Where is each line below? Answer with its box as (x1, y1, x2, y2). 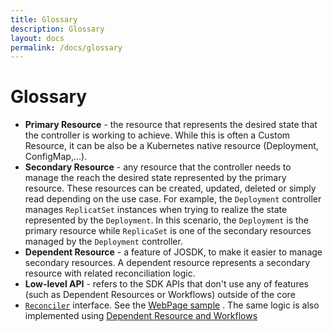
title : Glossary (10, 14, 78, 25)
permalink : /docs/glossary (10, 42, 123, 53)
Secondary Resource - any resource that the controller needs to (24, 161, 292, 173)
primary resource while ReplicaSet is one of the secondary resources (24, 225, 312, 237)
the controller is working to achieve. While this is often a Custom (24, 129, 291, 141)
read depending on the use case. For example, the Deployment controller (24, 193, 322, 205)
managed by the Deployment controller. (24, 236, 183, 248)
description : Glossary (10, 24, 105, 34)
